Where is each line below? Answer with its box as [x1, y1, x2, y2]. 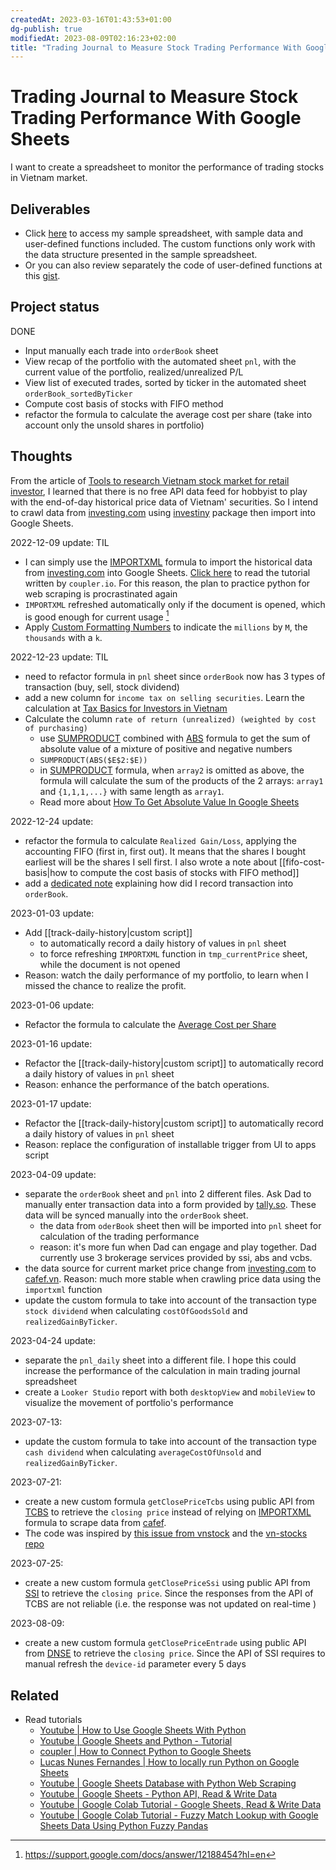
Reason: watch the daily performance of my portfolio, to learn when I [24, 969, 309, 981]
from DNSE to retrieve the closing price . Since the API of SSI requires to [24, 1647, 326, 1660]
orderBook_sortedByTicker [24, 389, 133, 399]
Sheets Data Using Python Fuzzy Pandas [39, 1820, 209, 1832]
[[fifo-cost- [279, 856, 325, 868]
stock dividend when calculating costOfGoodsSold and [24, 1305, 248, 1317]
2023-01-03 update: [10, 907, 95, 920]
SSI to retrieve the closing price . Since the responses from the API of [24, 1587, 314, 1600]
